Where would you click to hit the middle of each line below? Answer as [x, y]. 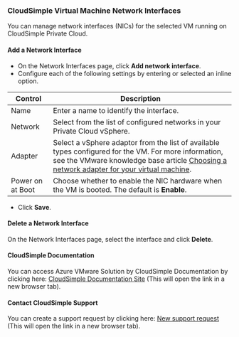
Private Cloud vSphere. [91, 131]
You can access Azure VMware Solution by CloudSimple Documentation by [118, 271]
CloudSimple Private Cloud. [48, 33]
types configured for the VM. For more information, [138, 151]
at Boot [23, 189]
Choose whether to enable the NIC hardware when [138, 181]
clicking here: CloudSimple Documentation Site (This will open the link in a [116, 279]
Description [140, 98]
